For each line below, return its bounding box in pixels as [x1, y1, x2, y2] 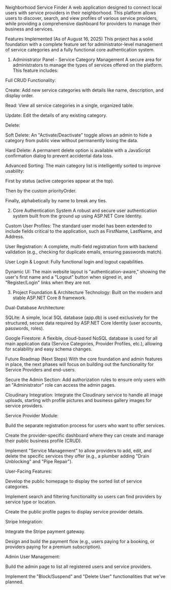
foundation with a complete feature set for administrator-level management [5, 41, 163, 47]
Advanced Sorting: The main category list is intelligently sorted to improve [5, 163, 161, 169]
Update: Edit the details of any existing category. [5, 112, 107, 118]
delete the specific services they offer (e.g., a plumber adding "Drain [5, 453, 149, 459]
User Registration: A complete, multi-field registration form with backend [5, 244, 158, 249]
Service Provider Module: [5, 413, 59, 418]
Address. [5, 234, 24, 239]
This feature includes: [12, 67, 59, 73]
